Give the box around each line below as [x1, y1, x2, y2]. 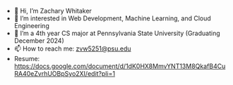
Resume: [13, 55, 40, 63]
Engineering [13, 22, 49, 30]
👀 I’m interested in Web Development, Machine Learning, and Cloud [13, 14, 212, 22]
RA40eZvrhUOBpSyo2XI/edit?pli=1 [13, 70, 115, 77]
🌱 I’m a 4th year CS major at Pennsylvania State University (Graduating [13, 29, 220, 37]
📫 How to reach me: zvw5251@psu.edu [13, 44, 132, 53]
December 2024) [13, 37, 65, 45]
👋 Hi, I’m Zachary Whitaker [13, 7, 92, 15]
